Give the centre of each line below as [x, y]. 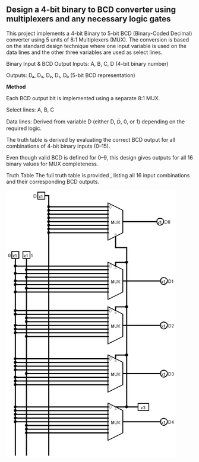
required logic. [24, 128]
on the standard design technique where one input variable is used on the [97, 46]
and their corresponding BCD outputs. [53, 181]
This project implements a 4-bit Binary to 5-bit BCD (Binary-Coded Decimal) [99, 33]
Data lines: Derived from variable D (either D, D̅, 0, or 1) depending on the [96, 122]
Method [16, 87]
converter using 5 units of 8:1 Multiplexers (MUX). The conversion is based [98, 39]
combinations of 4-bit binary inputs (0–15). [58, 146]
